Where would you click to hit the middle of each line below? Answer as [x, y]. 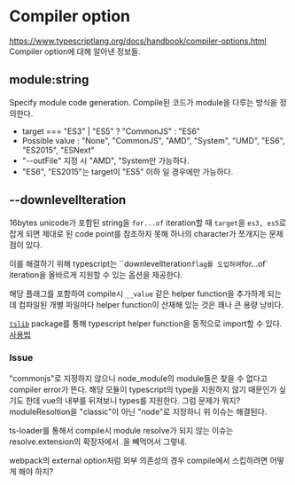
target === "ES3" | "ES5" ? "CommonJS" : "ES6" [111, 131]
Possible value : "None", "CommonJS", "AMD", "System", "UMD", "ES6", [153, 140]
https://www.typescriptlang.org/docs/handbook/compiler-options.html [138, 41]
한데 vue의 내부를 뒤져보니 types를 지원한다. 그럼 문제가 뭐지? [133, 400]
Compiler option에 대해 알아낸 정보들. [75, 51]
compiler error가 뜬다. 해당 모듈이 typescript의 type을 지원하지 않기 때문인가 [143, 389]
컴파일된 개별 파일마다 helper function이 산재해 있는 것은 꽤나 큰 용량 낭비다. [151, 304]
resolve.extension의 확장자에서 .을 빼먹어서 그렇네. [98, 442]
